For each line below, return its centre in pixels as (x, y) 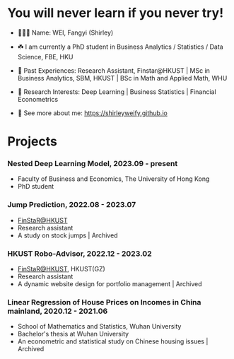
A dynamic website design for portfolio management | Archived (110, 284)
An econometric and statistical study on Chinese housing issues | (113, 341)
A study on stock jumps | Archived (68, 235)
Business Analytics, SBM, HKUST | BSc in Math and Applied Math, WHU (122, 78)
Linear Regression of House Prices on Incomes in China (104, 302)
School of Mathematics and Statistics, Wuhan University (99, 326)
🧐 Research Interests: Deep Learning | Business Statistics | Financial (117, 92)
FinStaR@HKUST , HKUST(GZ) (62, 269)
